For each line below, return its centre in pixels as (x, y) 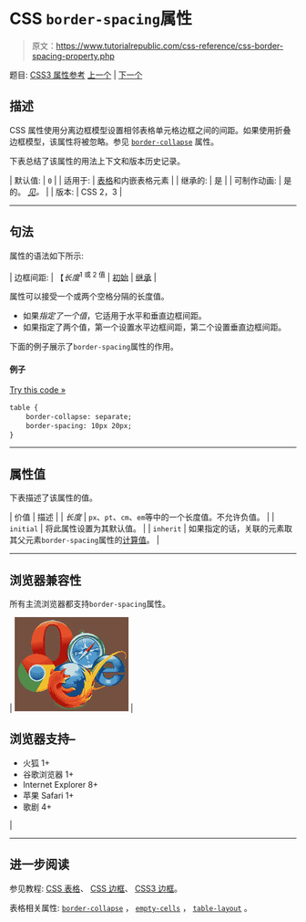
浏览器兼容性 (46, 580)
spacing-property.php (73, 56)
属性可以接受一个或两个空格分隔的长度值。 (89, 297)
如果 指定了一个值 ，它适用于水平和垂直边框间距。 (114, 316)
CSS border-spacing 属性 (101, 19)
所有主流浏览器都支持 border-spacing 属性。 (90, 604)
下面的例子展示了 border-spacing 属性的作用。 (94, 347)
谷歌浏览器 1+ (48, 774)
